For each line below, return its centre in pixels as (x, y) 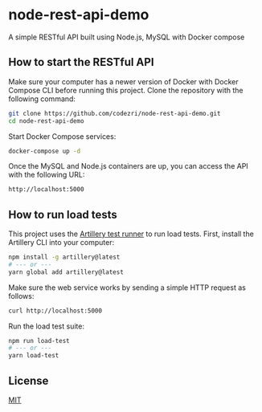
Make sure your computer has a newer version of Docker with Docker (123, 81)
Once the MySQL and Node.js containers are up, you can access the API (129, 166)
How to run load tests (63, 214)
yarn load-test (34, 356)
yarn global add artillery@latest (66, 272)
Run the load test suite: (46, 326)
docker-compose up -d (45, 151)
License (29, 380)
